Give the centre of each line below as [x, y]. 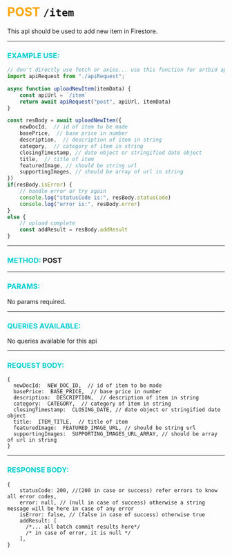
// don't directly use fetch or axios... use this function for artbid [112, 70]
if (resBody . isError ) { [40, 185]
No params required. [37, 301]
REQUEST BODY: [36, 365]
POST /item [41, 12]
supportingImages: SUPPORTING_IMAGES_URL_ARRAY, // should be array [115, 434]
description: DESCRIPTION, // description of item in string [106, 398]
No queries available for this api [52, 341]
